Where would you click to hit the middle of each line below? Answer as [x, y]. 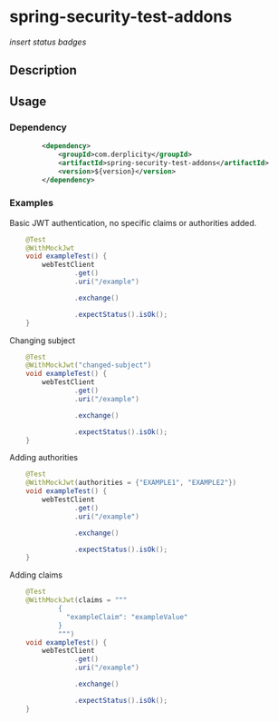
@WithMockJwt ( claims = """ [77, 600]
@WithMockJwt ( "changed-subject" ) [89, 365]
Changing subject [42, 340]
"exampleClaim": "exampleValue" [127, 617]
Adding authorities [44, 458]
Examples [32, 203]
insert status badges [48, 42]
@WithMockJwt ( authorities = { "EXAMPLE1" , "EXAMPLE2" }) [131, 483]
